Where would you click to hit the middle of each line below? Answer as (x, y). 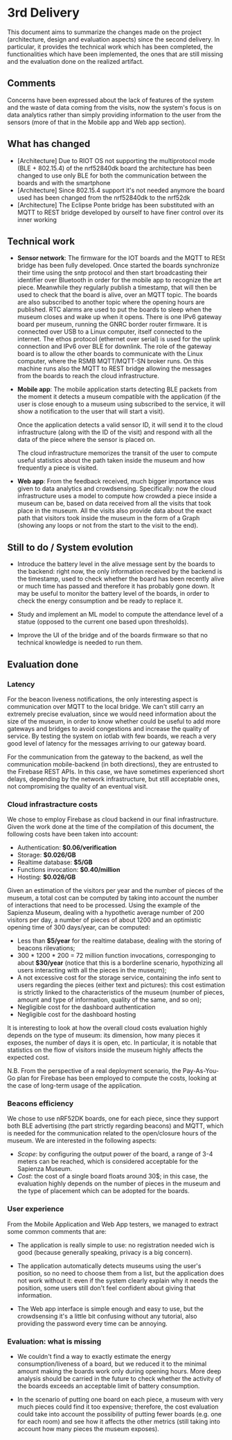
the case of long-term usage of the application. (74, 1086)
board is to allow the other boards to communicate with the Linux (110, 354)
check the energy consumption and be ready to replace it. (100, 601)
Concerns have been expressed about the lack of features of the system (110, 100)
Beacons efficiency (41, 1104)
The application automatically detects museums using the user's (109, 1266)
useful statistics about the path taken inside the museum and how (111, 461)
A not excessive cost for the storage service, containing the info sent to (119, 978)
